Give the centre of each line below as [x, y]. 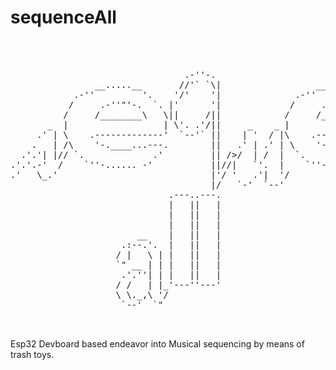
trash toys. [32, 354]
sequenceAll [63, 17]
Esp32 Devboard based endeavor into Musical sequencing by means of [157, 343]
